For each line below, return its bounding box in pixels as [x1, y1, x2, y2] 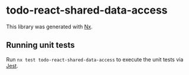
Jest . [6, 62, 19, 69]
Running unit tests [6, 40, 75, 50]
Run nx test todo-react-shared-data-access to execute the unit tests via [6, 56, 184, 63]
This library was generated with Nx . [6, 23, 93, 30]
